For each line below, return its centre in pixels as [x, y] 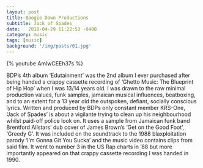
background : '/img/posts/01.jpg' [49, 46]
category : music [27, 35]
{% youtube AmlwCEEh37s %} [45, 63]
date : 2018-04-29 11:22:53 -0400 [52, 29]
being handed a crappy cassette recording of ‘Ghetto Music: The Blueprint [100, 82]
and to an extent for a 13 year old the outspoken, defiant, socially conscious [102, 101]
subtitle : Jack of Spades [39, 23]
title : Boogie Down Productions [47, 18]
